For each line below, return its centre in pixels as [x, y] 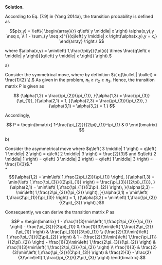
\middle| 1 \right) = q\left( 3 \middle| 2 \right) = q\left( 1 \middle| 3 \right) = [79, 159]
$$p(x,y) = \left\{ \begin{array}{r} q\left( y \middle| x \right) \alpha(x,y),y [82, 31]
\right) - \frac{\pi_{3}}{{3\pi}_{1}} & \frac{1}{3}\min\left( [65, 226]
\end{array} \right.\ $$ [82, 41]
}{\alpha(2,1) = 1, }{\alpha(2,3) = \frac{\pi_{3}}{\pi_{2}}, [90, 100]
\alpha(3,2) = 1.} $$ [96, 106]
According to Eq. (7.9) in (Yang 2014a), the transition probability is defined [79, 16]
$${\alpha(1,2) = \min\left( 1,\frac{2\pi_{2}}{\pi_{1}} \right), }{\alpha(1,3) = [82, 177]
